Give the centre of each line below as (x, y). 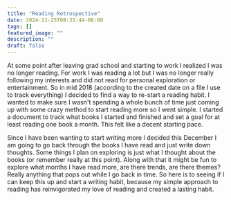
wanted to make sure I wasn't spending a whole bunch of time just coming (113, 102)
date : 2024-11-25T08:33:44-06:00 (55, 20)
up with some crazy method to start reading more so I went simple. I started (115, 109)
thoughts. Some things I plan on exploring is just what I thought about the (111, 152)
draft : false (26, 46)
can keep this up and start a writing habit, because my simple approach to (113, 182)
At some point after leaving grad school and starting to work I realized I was (115, 65)
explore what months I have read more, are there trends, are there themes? (114, 167)
